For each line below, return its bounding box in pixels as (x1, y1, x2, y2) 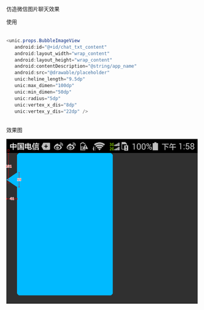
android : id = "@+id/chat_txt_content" (14, 44, 107, 50)
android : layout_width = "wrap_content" (14, 51, 110, 57)
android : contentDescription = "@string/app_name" (14, 63, 137, 69)
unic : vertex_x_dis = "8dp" (14, 102, 78, 108)
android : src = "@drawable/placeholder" (14, 69, 110, 76)
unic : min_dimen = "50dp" (14, 89, 72, 95)
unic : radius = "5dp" (14, 95, 61, 102)
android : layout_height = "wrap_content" (14, 57, 113, 63)
